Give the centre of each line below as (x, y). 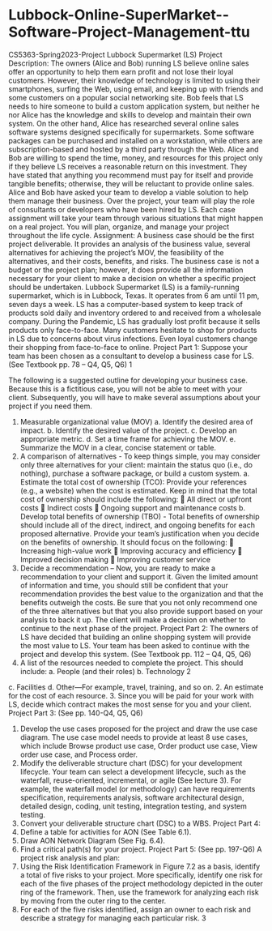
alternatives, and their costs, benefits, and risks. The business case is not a (134, 261)
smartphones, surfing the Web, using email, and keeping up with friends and (136, 89)
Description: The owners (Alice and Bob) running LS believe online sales (129, 63)
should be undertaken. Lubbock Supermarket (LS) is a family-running (124, 287)
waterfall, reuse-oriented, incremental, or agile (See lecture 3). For (131, 780)
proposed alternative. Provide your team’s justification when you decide (140, 533)
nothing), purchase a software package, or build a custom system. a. (135, 473)
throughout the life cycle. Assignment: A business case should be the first (132, 235)
